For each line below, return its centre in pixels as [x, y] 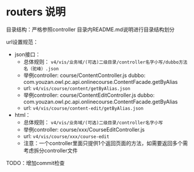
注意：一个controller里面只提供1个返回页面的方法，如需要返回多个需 [106, 143]
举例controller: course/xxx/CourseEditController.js [84, 129]
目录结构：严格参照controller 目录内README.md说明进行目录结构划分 [90, 29]
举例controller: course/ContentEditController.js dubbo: [89, 95]
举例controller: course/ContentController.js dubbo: [84, 75]
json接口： [28, 54]
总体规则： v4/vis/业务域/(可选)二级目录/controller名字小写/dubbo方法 [106, 62]
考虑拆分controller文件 [51, 150]
